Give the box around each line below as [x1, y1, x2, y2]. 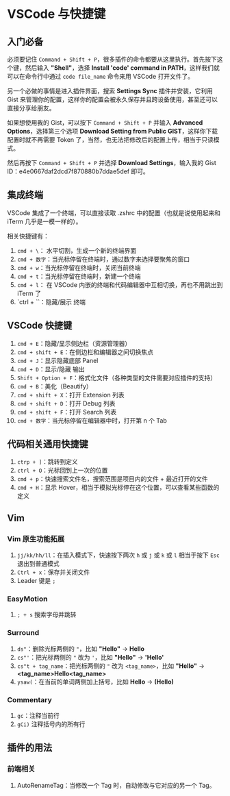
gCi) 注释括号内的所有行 [16, 720, 86, 728]
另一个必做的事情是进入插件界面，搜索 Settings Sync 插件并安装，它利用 [7, 87, 214, 95]
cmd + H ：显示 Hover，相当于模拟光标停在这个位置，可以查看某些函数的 [16, 484, 220, 492]
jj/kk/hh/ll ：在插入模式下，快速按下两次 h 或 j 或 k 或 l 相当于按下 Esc [16, 551, 220, 559]
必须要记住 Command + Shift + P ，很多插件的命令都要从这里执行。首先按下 [7, 55, 217, 63]
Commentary [7, 695, 53, 704]
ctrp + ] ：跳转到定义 [16, 458, 79, 466]
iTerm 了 [16, 289, 41, 297]
